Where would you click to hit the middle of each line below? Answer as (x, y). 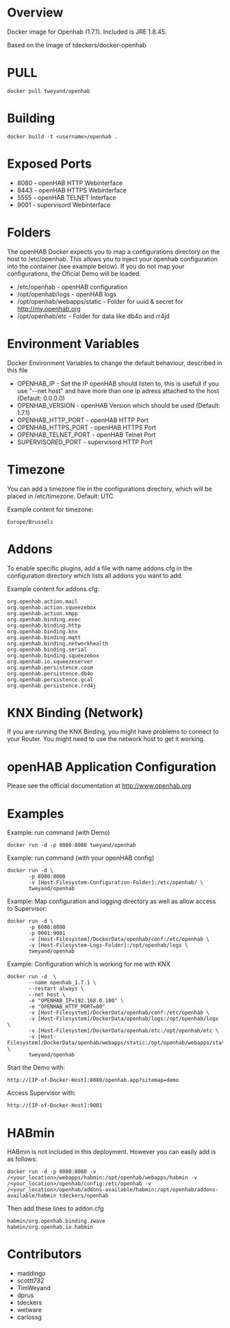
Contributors (44, 1254)
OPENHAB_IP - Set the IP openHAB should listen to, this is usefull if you (118, 384)
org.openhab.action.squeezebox (52, 607)
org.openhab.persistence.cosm (50, 667)
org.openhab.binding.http (44, 626)
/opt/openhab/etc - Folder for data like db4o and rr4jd (93, 316)
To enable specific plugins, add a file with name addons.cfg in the (100, 568)
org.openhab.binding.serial (47, 650)
